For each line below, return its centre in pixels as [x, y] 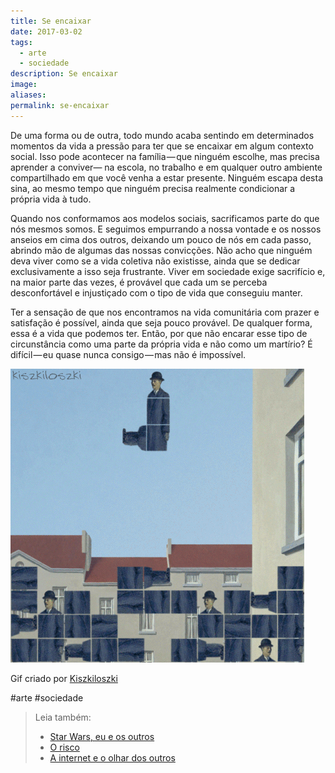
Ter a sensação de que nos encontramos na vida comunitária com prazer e [165, 312]
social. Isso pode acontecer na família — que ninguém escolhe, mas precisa [165, 156]
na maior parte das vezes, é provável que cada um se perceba [139, 282]
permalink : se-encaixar [60, 105]
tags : [21, 42]
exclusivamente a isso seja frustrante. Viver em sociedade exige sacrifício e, [168, 271]
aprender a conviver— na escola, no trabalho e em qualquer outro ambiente [166, 167]
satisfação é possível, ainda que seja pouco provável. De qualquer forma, [161, 322]
